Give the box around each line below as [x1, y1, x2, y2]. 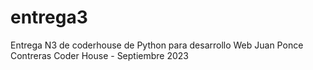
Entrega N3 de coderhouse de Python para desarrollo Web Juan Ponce [10, 39, 304, 51]
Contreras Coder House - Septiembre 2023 [10, 49, 190, 61]
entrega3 [10, 6, 88, 29]
